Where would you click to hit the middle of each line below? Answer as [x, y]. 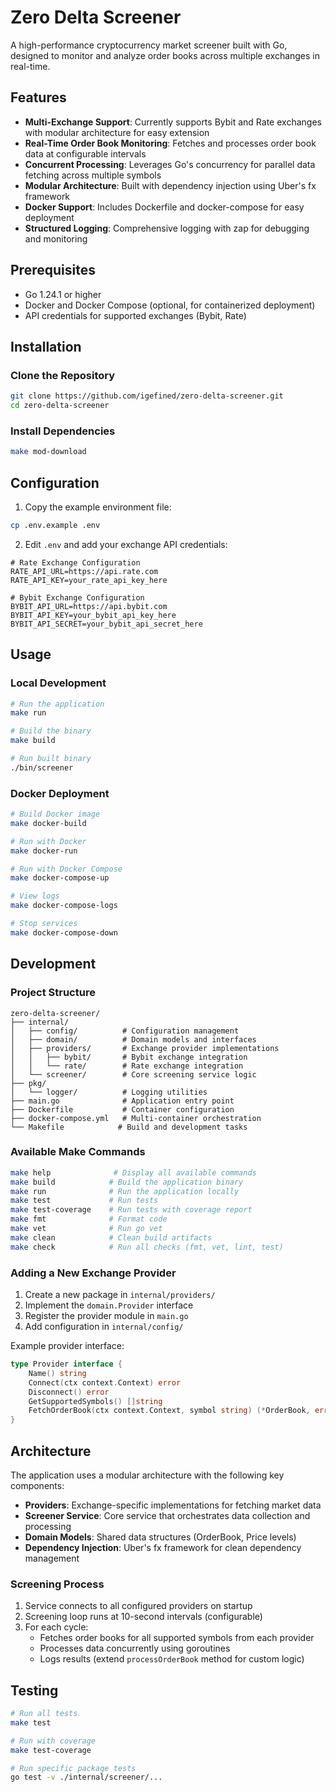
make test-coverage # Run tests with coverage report [131, 1210]
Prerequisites [53, 270]
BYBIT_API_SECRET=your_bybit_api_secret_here [106, 624]
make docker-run [44, 851]
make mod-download [48, 452]
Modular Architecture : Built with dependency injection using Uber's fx [170, 185]
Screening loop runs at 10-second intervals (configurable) [143, 1617]
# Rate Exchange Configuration [75, 562]
